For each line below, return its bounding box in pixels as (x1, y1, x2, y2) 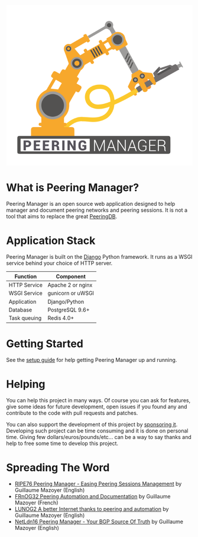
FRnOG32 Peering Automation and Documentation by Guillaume (14, 493, 171, 500)
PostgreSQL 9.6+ (47, 306, 90, 313)
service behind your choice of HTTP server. (6, 260, 113, 267)
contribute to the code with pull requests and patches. (6, 409, 138, 417)
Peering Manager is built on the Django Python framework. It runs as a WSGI (6, 253, 193, 260)
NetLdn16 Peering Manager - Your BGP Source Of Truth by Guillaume (14, 518, 183, 525)
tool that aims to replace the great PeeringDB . (6, 213, 117, 220)
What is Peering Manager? (6, 180, 139, 194)
